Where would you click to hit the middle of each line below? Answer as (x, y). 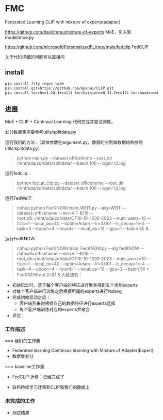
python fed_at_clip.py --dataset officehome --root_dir (70, 183)
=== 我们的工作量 (23, 341)
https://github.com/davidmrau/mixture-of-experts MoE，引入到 (68, 32)
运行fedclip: (17, 174)
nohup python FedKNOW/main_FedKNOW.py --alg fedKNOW (78, 248)
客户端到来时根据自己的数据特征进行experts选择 (67, 303)
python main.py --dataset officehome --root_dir (65, 158)
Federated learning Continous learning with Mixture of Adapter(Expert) (83, 350)
